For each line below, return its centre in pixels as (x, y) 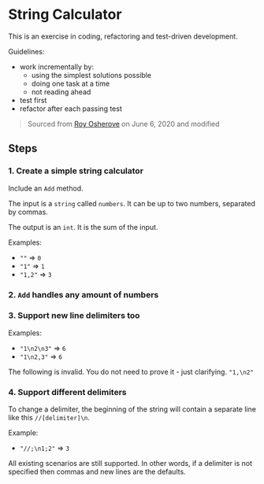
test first (33, 100)
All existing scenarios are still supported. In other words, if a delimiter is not (130, 464)
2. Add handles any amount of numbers (84, 294)
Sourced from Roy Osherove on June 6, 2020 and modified (123, 124)
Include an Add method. (46, 188)
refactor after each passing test (71, 109)
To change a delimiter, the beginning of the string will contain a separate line (132, 409)
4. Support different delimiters (67, 392)
